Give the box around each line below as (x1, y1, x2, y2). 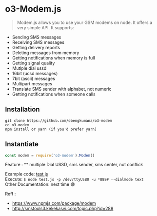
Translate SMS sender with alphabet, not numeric (12, 86, 112, 92)
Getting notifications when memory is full (12, 55, 95, 60)
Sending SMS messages (12, 34, 61, 40)
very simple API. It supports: (17, 24, 74, 30)
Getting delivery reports (12, 44, 60, 50)
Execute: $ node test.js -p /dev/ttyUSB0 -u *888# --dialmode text (5, 177, 144, 182)
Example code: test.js (5, 171, 48, 177)
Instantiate (5, 140, 39, 148)
